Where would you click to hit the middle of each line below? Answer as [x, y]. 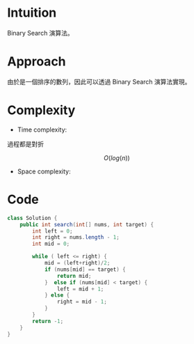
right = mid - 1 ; [82, 302]
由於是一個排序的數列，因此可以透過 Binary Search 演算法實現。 [99, 81]
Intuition [32, 13]
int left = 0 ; [52, 231]
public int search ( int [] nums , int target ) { [87, 224]
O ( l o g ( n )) [117, 157]
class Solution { [32, 218]
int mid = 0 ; [51, 244]
